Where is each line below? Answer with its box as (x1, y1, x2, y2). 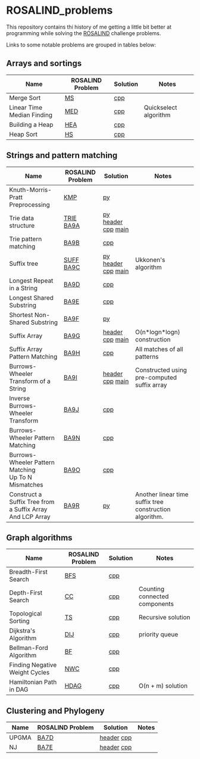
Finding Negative (9, 661, 57, 669)
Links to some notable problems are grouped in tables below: (6, 41, 157, 48)
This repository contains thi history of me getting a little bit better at (6, 23, 171, 30)
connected (139, 592, 169, 601)
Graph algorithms (6, 533, 73, 543)
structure (9, 221, 35, 229)
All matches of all (135, 345, 183, 353)
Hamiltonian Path (9, 678, 57, 686)
